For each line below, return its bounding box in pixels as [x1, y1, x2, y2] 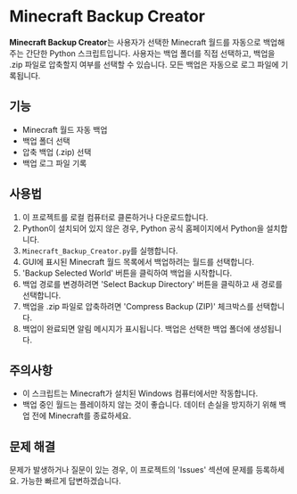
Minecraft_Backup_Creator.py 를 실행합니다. [21, 245, 178, 256]
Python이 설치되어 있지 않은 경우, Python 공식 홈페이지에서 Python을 [21, 223, 265, 234]
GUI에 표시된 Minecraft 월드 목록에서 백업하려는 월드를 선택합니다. [21, 256, 255, 267]
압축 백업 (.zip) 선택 [21, 146, 92, 157]
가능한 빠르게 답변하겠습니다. [21, 475, 122, 487]
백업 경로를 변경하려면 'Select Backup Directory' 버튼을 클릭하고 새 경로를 [21, 278, 283, 289]
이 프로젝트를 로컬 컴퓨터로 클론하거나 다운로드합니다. [21, 211, 209, 222]
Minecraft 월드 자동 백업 [21, 124, 108, 135]
